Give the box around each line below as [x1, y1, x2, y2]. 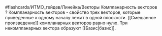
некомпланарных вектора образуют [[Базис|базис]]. [5, 25, 116, 31]
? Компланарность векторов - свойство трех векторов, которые [5, 9, 141, 15]
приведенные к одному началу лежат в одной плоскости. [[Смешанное [5, 15, 157, 20]
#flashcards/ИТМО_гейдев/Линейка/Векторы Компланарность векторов [5, 4, 158, 10]
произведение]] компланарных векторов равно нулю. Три [5, 20, 128, 26]
